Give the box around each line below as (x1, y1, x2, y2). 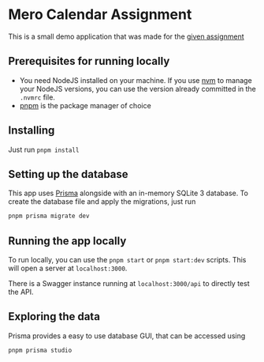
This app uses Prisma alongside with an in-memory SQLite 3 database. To (8, 188, 248, 198)
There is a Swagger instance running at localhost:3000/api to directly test (8, 279, 250, 288)
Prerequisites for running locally (8, 55, 170, 68)
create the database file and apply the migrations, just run (8, 197, 196, 206)
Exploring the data (8, 310, 101, 323)
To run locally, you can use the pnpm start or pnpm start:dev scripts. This (8, 255, 247, 265)
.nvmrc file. (19, 92, 55, 102)
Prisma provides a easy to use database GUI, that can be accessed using (8, 330, 246, 341)
